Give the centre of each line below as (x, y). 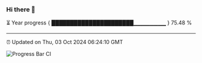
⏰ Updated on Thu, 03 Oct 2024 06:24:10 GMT (65, 42)
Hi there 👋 (21, 10)
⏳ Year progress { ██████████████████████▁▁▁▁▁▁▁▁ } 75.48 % (99, 23)
